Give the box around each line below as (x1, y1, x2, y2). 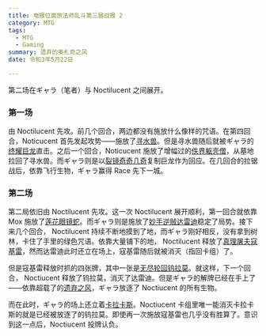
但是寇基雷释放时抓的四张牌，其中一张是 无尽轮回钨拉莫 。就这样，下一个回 (8, 263, 251, 273)
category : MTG (8, 19, 55, 27)
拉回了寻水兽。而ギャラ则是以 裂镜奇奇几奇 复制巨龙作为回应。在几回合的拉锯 (8, 156, 258, 166)
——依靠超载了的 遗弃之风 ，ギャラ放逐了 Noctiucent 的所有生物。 (8, 283, 222, 293)
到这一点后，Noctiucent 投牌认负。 (8, 319, 123, 329)
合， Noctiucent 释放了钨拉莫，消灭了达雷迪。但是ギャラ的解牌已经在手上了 (8, 274, 256, 283)
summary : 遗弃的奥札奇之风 (8, 48, 88, 56)
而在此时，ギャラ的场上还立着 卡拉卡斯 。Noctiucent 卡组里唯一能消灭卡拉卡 (8, 300, 255, 309)
